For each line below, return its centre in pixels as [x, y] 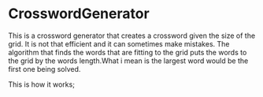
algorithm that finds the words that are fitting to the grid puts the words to [128, 52]
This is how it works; [41, 84]
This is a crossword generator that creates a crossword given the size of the [132, 35]
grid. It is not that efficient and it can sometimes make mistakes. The [119, 43]
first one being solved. [44, 69]
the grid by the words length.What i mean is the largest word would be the [128, 61]
